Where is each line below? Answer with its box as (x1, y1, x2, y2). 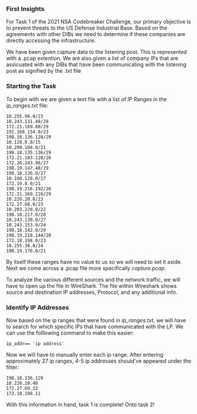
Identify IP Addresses (6, 303, 70, 312)
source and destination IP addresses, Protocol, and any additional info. (6, 289, 178, 296)
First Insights (6, 5, 45, 13)
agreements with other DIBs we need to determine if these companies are (6, 31, 186, 38)
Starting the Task (6, 82, 57, 90)
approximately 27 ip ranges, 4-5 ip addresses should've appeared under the (6, 357, 192, 364)
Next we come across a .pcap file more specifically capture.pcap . (6, 264, 166, 271)
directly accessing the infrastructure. (6, 37, 96, 44)
